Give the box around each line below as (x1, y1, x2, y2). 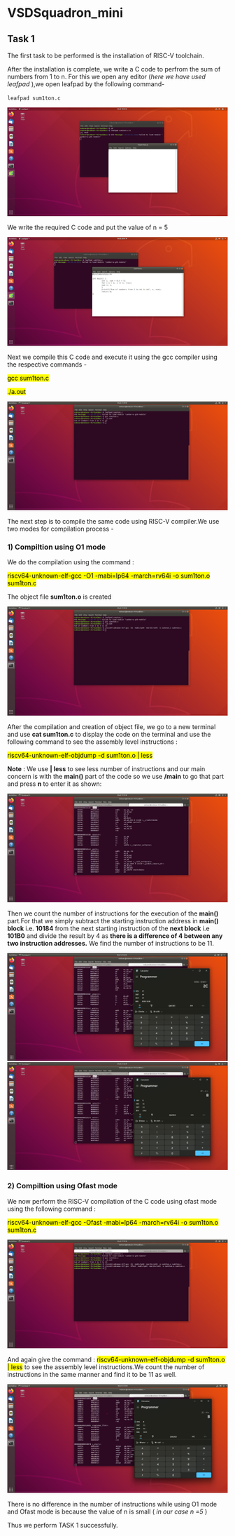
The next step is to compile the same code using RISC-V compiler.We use (7, 517, 220, 526)
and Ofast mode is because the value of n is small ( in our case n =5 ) (7, 1507, 208, 1516)
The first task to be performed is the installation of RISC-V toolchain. (7, 51, 204, 60)
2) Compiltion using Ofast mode (7, 1181, 117, 1191)
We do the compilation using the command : (7, 558, 134, 566)
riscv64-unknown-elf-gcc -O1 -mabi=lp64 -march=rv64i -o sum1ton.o (7, 571, 211, 580)
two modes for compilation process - (7, 524, 114, 533)
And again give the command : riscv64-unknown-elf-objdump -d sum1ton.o (7, 1355, 225, 1364)
